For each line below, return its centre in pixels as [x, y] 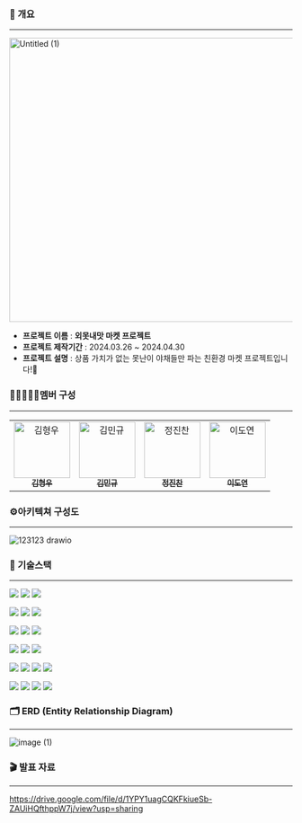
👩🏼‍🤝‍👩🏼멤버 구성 [43, 395]
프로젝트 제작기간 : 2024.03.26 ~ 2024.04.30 [104, 347]
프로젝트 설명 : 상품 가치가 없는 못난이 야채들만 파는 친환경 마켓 [132, 358]
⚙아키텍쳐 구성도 [44, 511]
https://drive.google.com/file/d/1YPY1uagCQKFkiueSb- [111, 799]
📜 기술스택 [31, 565]
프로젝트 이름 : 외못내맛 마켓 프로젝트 [86, 336]
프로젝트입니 [266, 358]
